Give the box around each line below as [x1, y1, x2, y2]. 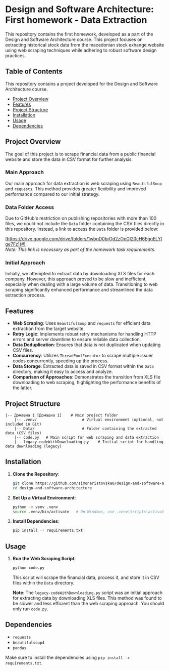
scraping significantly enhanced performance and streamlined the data [5, 287, 153, 293]
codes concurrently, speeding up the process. [12, 358, 109, 364]
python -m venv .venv [12, 505, 58, 510]
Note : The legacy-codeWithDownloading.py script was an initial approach [12, 590, 163, 596]
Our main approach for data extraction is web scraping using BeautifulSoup [5, 180, 162, 186]
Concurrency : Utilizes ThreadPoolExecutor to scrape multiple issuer [12, 353, 153, 359]
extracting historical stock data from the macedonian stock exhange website [5, 41, 164, 48]
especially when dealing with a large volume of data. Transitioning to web [5, 281, 158, 287]
